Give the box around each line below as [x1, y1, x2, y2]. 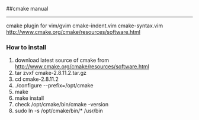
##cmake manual [6, 5, 49, 12]
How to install [6, 43, 46, 51]
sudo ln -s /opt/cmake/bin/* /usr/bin [14, 107, 104, 115]
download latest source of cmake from [14, 56, 110, 64]
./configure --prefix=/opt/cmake [14, 82, 94, 89]
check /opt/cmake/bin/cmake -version [14, 101, 108, 108]
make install [14, 94, 44, 102]
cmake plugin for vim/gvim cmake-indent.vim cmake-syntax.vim [6, 22, 163, 29]
